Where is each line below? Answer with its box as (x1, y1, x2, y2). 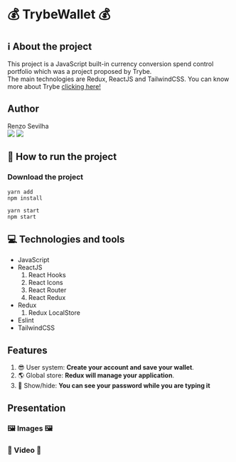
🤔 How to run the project (7, 151, 117, 163)
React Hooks (28, 271, 66, 279)
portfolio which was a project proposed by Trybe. (7, 68, 152, 75)
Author (7, 103, 39, 115)
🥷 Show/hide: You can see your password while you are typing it (17, 382, 211, 390)
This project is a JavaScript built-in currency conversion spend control (7, 60, 214, 68)
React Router (28, 286, 67, 294)
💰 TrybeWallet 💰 (7, 6, 111, 23)
